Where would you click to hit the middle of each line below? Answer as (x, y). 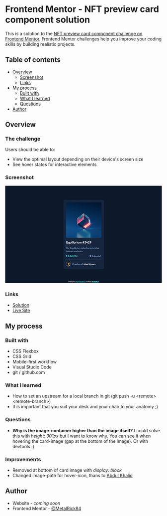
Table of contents (33, 60)
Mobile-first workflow (35, 362)
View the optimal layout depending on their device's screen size (78, 159)
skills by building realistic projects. (40, 44)
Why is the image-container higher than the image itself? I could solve (86, 430)
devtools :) (23, 446)
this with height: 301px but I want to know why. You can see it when (82, 436)
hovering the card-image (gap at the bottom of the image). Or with (80, 441)
